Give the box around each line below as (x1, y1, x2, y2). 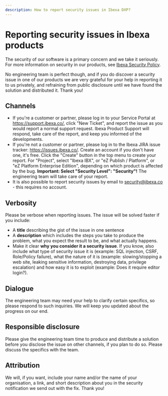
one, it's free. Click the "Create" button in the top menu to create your (12, 152, 156, 158)
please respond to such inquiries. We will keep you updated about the (5, 303, 149, 309)
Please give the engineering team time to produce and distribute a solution (5, 336, 159, 342)
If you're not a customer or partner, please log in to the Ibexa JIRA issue (12, 141, 161, 148)
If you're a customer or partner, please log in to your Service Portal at (12, 115, 156, 121)
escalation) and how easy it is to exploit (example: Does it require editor (12, 264, 160, 271)
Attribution (5, 361, 40, 370)
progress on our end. (5, 308, 49, 314)
